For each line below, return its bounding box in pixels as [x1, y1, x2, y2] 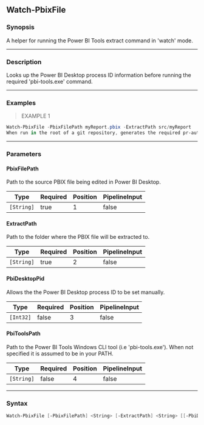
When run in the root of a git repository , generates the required [6, 130, 181, 136]
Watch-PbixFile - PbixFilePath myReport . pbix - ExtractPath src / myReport [6, 124, 191, 130]
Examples [6, 98, 36, 107]
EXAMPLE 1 [21, 112, 50, 120]
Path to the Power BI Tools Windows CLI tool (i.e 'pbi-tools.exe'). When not [6, 343, 194, 350]
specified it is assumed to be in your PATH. [6, 350, 114, 357]
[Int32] [9, 313, 32, 321]
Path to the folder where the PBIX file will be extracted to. [6, 233, 150, 241]
